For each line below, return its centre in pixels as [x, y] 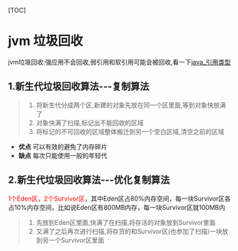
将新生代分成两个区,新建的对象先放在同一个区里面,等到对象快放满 [131, 105]
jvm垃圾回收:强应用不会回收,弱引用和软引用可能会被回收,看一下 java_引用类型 [119, 62]
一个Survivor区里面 [76, 240]
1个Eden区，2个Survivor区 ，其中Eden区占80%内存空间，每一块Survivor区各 [119, 199]
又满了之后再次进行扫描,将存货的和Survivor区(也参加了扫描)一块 [129, 231]
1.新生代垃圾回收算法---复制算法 [79, 87]
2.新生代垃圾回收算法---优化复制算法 [89, 180]
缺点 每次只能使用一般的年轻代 [63, 155]
